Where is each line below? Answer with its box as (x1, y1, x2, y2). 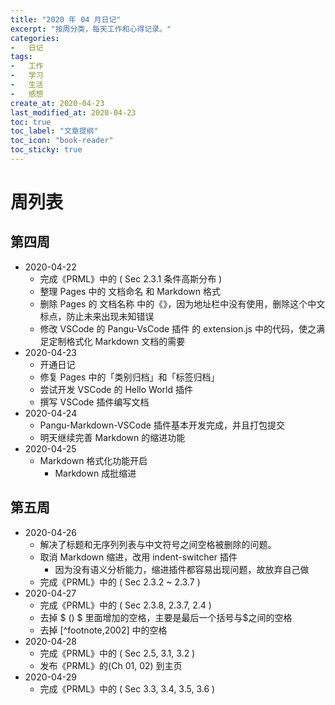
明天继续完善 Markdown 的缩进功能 (39, 431, 186, 443)
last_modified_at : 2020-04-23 (10, 107, 137, 118)
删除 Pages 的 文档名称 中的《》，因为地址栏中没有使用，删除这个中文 (39, 297, 326, 310)
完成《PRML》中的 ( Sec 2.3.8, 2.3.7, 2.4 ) (39, 599, 212, 611)
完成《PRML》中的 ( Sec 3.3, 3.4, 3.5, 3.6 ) (39, 682, 216, 695)
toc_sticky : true (10, 145, 83, 155)
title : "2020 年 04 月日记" (10, 14, 122, 25)
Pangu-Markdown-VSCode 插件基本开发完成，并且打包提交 (39, 419, 285, 431)
